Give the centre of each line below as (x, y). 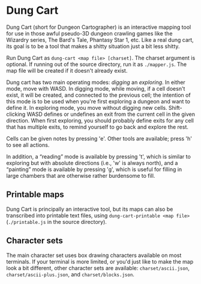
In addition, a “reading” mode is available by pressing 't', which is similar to (98, 156)
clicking (16, 114)
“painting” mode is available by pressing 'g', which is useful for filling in (94, 169)
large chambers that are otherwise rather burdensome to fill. (81, 175)
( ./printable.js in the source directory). (56, 222)
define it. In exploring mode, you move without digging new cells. (87, 107)
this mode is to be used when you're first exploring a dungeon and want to (98, 101)
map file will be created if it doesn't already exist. (67, 70)
